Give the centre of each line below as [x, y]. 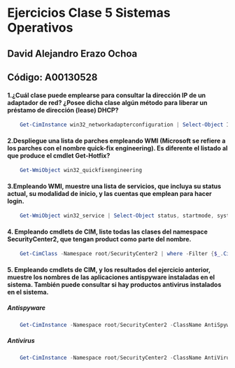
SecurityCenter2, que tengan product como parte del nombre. [99, 239]
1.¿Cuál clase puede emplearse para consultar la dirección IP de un [107, 95]
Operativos [40, 28]
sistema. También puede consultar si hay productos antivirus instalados [114, 284]
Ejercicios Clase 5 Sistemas [89, 13]
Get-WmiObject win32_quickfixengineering [81, 170]
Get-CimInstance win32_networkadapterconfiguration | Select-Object [122, 125]
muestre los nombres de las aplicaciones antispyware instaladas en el [111, 277]
